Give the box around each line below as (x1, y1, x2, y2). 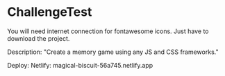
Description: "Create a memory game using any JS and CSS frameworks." (7, 48, 219, 56)
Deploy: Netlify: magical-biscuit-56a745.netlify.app (7, 61, 153, 69)
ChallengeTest (7, 4, 92, 20)
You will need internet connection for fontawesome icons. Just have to (7, 27, 209, 35)
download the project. (7, 34, 70, 42)
